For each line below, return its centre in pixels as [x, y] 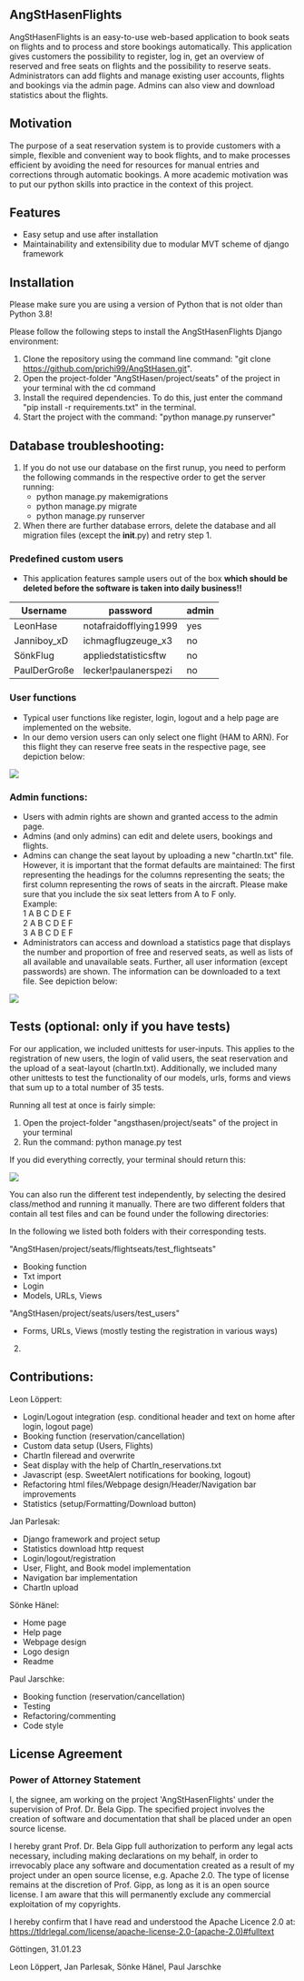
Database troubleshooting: [87, 445]
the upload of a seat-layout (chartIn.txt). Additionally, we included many [143, 1067]
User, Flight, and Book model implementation [107, 1568]
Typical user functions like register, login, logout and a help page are [151, 717]
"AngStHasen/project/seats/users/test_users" [94, 1313]
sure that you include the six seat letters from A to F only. [129, 894]
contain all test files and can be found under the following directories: [139, 1213]
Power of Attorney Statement [75, 1780]
